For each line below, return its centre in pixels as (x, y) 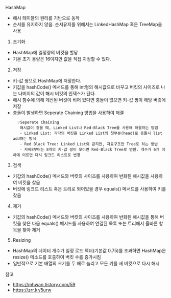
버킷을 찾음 (29, 182)
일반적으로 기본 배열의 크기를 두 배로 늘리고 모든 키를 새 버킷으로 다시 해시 (86, 263)
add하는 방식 (25, 139)
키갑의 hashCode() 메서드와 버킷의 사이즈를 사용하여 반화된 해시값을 (81, 176)
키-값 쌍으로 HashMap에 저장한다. (47, 81)
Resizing (22, 240)
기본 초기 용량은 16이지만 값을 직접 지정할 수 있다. (62, 59)
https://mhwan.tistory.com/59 (44, 284)
